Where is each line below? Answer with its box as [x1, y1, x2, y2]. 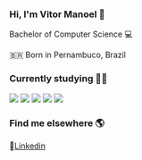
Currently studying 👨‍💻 [9, 72, 108, 85]
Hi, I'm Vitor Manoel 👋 [9, 8, 105, 21]
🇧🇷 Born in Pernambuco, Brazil [9, 49, 127, 61]
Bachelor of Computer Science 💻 [9, 29, 133, 39]
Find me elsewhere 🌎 [9, 116, 105, 129]
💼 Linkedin [9, 140, 46, 151]
